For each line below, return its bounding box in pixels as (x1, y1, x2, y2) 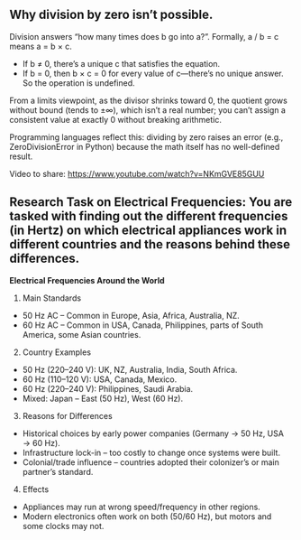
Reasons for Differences (22, 410, 113, 421)
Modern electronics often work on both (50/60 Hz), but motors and (22, 510, 272, 522)
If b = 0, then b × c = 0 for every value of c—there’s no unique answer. (22, 68, 284, 79)
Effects (22, 483, 50, 495)
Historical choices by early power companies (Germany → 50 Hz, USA (22, 428, 284, 439)
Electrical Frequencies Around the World (9, 275, 165, 285)
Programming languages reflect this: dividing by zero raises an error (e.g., (9, 131, 284, 143)
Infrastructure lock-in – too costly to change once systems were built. (22, 447, 281, 458)
